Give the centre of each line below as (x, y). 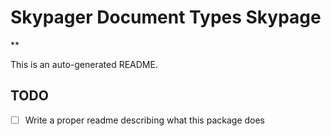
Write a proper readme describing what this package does (145, 120)
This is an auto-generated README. (84, 64)
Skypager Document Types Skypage (166, 17)
